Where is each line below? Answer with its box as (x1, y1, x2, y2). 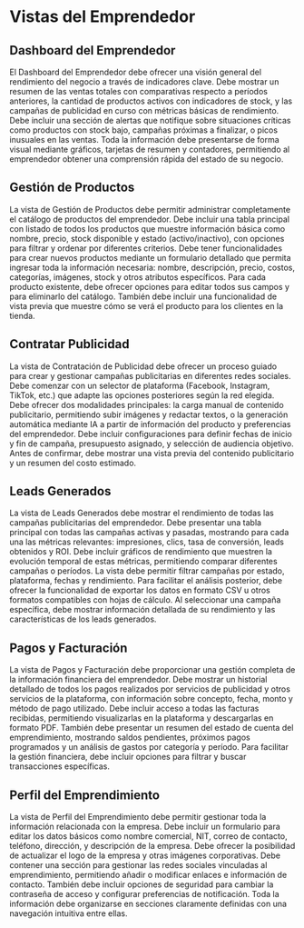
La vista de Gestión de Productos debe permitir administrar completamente (9, 204, 291, 215)
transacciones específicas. (9, 761, 111, 772)
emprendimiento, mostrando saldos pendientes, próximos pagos (9, 732, 251, 743)
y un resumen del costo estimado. (9, 457, 137, 468)
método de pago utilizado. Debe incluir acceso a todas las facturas (9, 703, 260, 714)
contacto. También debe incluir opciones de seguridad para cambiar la (9, 879, 274, 890)
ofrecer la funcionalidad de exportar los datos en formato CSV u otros (9, 584, 270, 596)
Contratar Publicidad (9, 336, 130, 352)
